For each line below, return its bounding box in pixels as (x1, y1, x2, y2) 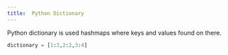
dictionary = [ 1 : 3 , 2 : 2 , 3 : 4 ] (7, 41, 88, 48)
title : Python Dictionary (7, 10, 84, 17)
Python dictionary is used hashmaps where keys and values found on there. (7, 29, 222, 37)
